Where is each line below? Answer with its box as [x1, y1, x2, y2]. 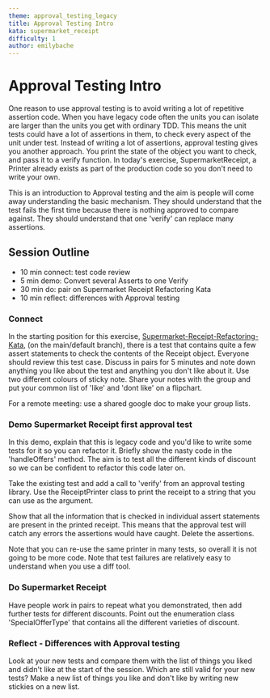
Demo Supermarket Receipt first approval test [8, 419, 192, 430]
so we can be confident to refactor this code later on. [8, 463, 186, 473]
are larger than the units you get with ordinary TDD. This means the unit [8, 121, 247, 130]
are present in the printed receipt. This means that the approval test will [8, 520, 247, 530]
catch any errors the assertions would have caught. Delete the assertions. [8, 529, 255, 539]
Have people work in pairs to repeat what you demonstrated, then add [8, 600, 243, 610]
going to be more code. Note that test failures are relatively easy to [8, 553, 231, 563]
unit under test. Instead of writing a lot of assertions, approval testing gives [8, 138, 259, 148]
